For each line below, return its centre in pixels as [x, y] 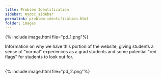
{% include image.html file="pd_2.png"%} [48, 72]
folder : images [21, 23]
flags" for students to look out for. [39, 57]
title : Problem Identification [37, 10]
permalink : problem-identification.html [47, 19]
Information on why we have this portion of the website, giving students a [79, 46]
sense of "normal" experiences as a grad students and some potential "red [81, 52]
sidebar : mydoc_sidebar [29, 14]
